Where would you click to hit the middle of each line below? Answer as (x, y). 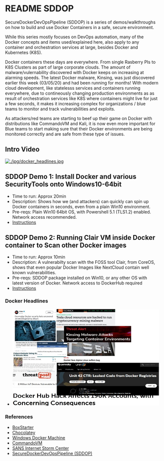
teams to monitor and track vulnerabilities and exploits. (60, 109)
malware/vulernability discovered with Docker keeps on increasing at (74, 72)
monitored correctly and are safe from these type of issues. (65, 134)
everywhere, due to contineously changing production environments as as (80, 93)
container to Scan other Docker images (66, 245)
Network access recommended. (44, 217)
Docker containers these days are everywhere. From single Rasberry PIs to (81, 62)
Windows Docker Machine (39, 438)
